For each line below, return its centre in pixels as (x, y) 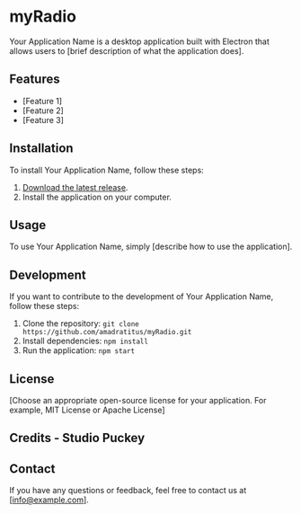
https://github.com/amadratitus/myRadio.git (107, 332)
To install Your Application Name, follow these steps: (106, 170)
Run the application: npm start (79, 350)
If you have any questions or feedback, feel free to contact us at (128, 491)
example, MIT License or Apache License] (87, 410)
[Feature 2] (43, 111)
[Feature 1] (42, 101)
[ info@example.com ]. (49, 500)
